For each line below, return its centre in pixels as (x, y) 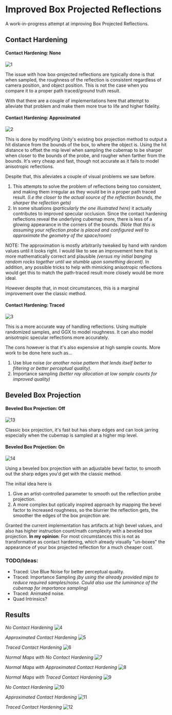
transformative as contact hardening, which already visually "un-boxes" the (85, 542)
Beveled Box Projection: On (35, 447)
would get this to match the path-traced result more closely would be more (85, 273)
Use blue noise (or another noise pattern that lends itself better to (82, 362)
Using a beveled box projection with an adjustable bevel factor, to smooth (83, 468)
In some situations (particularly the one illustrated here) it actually (82, 208)
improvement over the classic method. (46, 293)
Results (18, 615)
